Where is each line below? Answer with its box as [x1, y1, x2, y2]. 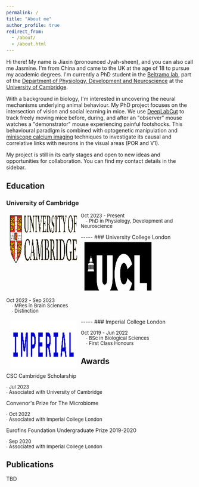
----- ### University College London [80, 233, 171, 241]
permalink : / [6, 10, 39, 16]
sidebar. [6, 164, 26, 171]
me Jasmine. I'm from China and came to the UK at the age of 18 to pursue [6, 64, 189, 72]
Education [6, 181, 45, 191]
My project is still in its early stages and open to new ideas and [6, 151, 161, 158]
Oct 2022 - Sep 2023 [6, 297, 55, 304]
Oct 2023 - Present [80, 212, 125, 219]
